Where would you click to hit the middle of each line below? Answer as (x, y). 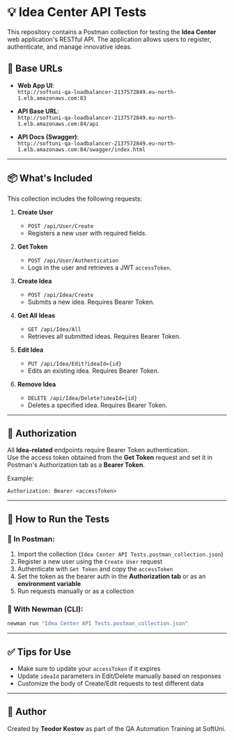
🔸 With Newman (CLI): (45, 609)
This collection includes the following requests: (75, 199)
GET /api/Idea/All (54, 329)
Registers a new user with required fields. (87, 233)
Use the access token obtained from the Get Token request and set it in (110, 458)
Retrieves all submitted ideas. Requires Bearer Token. (104, 336)
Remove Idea (37, 384)
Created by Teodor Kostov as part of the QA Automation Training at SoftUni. (117, 728)
